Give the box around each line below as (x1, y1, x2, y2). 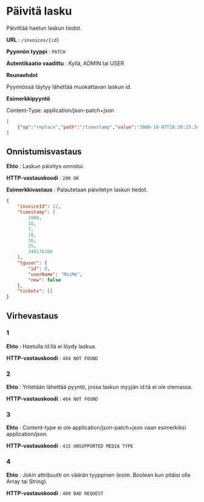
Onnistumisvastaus (6, 146, 82, 157)
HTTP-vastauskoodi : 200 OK (6, 174, 80, 181)
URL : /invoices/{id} (6, 36, 59, 43)
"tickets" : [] (17, 288, 53, 294)
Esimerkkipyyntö (6, 95, 50, 102)
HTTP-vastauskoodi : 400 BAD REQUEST (6, 489, 104, 497)
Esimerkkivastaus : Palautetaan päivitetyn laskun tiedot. (6, 186, 148, 194)
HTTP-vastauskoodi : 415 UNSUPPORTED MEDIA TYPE (6, 442, 134, 450)
